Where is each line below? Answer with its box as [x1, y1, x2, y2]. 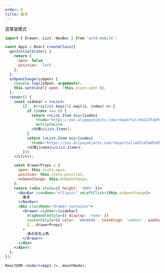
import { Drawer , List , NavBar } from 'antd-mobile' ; [5, 35, 118, 41]
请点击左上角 [27, 231, 49, 236]
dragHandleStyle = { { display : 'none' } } [27, 213, 109, 218]
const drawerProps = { [14, 163, 60, 168]
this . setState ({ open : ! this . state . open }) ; [14, 85, 107, 91]
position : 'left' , [18, 62, 56, 68]
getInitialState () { [9, 49, 52, 54]
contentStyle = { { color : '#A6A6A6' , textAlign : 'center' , [27, 218, 146, 222]
